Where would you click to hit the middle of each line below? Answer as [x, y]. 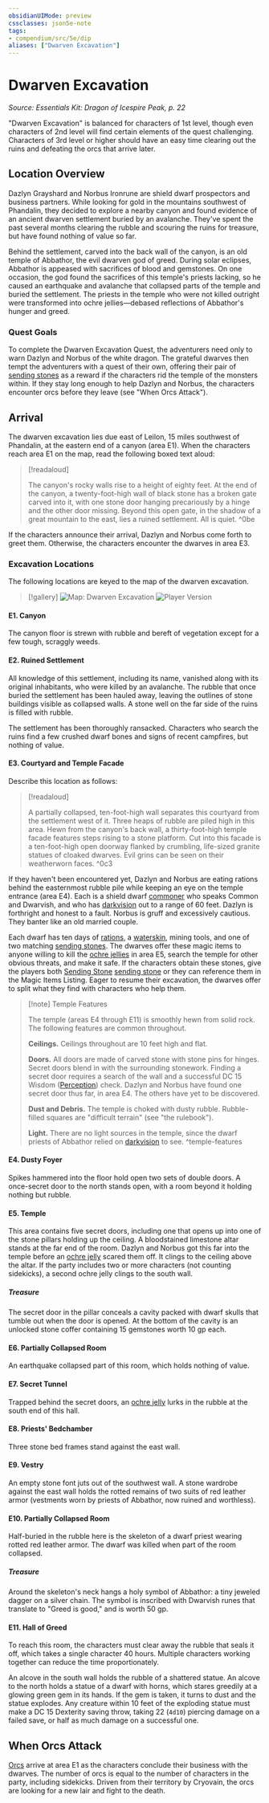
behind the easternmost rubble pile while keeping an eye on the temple [126, 887]
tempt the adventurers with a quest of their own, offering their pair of [122, 367]
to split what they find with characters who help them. [97, 988]
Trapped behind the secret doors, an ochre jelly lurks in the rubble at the [128, 1401]
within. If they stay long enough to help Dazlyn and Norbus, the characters [131, 384]
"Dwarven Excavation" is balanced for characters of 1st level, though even [131, 123]
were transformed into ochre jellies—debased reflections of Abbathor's [126, 303]
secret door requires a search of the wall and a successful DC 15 [135, 1076]
